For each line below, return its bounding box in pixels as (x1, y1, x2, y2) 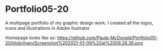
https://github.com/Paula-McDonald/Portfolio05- (57, 35, 158, 41)
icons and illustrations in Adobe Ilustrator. (5, 25, 91, 31)
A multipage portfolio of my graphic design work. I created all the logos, (5, 20, 153, 26)
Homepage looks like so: (5, 35, 56, 41)
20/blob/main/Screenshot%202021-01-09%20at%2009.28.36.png (5, 40, 143, 46)
